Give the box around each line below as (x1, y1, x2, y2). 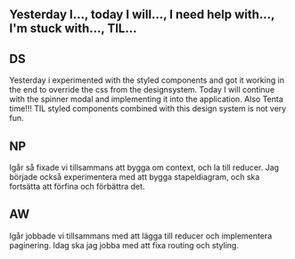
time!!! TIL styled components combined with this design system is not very (9, 103, 287, 114)
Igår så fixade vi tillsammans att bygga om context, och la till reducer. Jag (9, 162, 279, 173)
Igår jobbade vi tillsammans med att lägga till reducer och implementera (9, 231, 273, 241)
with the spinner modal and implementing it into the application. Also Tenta (9, 93, 283, 105)
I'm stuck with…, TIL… (9, 21, 137, 36)
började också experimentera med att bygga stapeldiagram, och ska (9, 172, 260, 182)
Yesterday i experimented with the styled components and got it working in (9, 75, 285, 85)
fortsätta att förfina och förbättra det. (9, 182, 145, 192)
